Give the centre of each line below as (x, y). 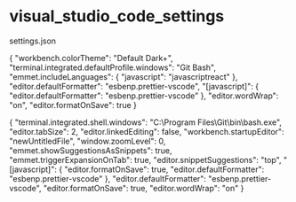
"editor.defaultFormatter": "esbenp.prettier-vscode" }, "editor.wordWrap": (144, 96)
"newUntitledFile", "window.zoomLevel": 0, (88, 141)
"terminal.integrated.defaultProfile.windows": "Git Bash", (112, 67)
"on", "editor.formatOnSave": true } (73, 105)
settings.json (32, 41)
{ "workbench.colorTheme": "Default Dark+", (91, 58)
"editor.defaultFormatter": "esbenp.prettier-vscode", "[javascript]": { (134, 86)
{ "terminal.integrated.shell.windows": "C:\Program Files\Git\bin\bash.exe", (146, 122)
